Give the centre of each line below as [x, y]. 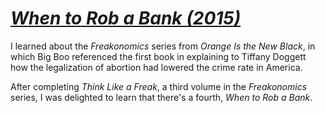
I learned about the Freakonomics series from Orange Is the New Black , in [163, 46]
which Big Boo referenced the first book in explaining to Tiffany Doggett [158, 56]
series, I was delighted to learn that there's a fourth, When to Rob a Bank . [161, 97]
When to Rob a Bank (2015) [126, 18]
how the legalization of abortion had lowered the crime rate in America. [156, 67]
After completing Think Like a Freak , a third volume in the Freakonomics [159, 86]
